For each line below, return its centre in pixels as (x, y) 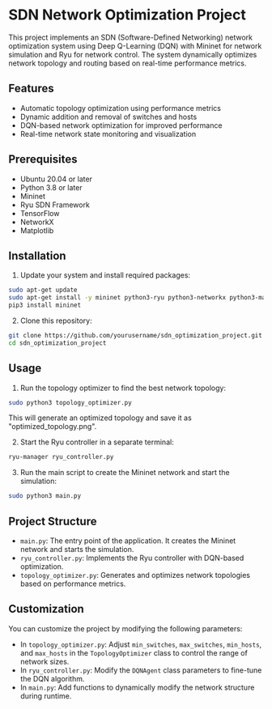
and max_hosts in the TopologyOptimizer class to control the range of (134, 652)
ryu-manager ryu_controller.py (61, 457)
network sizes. (45, 661)
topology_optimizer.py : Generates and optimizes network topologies (135, 575)
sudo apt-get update (43, 290)
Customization (47, 609)
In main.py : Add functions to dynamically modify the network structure (137, 687)
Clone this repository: (56, 321)
